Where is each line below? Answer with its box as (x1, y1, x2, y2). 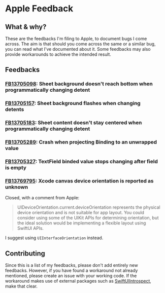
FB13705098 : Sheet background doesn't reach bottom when (5, 80, 153, 87)
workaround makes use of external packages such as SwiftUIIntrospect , (5, 278, 152, 284)
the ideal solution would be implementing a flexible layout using (17, 220, 146, 226)
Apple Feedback (5, 3, 73, 14)
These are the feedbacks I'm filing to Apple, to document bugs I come (5, 36, 147, 41)
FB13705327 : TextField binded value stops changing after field (5, 158, 158, 165)
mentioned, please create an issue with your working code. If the (5, 273, 137, 279)
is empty (5, 164, 27, 171)
